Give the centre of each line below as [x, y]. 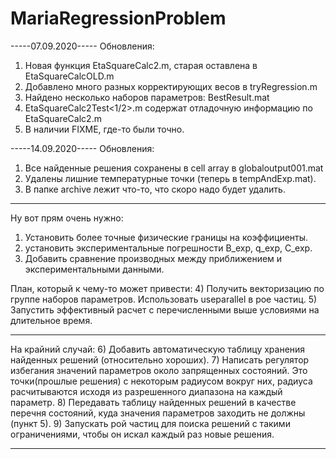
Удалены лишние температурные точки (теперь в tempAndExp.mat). [170, 178]
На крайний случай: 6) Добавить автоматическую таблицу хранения [158, 349]
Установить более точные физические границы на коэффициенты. [166, 237]
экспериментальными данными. [94, 269]
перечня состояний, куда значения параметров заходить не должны [158, 413]
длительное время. [51, 320]
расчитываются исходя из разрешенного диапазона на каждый [146, 391]
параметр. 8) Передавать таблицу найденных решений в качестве [153, 402]
